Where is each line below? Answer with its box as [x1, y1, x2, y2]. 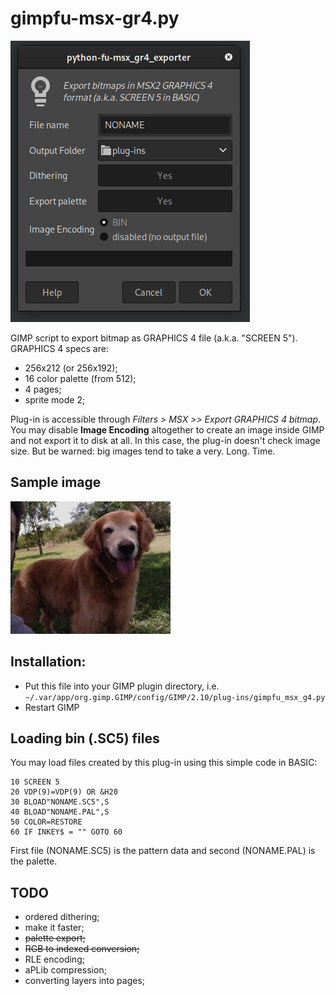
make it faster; [24, 922, 85, 934]
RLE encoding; [24, 953, 85, 966]
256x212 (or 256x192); [24, 362, 118, 374]
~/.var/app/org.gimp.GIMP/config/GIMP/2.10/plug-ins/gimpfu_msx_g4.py [24, 692, 326, 702]
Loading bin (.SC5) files [10, 730, 160, 747]
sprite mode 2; [24, 393, 86, 406]
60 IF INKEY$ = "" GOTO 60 [10, 827, 123, 837]
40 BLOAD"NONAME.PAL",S [10, 807, 110, 817]
